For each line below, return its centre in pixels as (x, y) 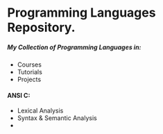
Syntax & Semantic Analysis (57, 118)
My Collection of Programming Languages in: (74, 47)
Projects (29, 79)
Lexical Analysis (40, 111)
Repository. (41, 27)
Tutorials (30, 72)
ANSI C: (19, 95)
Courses (29, 65)
